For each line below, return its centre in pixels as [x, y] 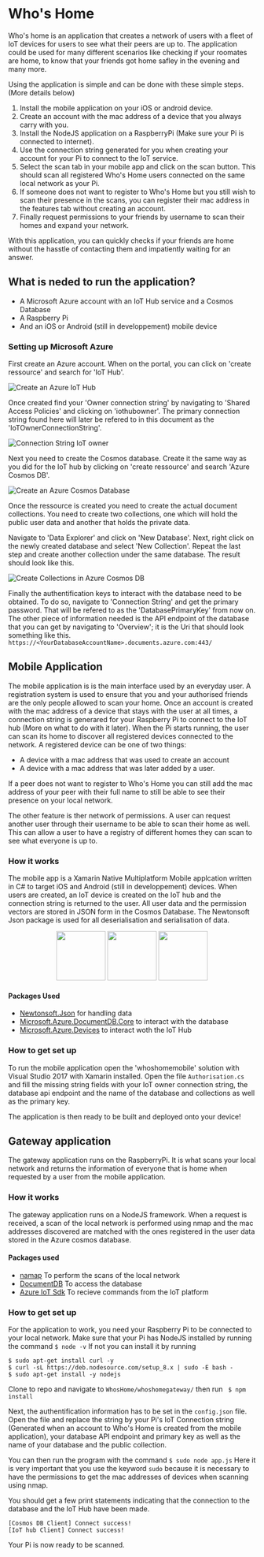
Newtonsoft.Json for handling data [75, 1013]
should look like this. [41, 563]
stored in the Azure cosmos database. [70, 1239]
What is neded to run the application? [102, 282]
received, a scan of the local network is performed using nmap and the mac [131, 1223]
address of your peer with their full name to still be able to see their [117, 792]
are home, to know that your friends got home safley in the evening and [124, 61]
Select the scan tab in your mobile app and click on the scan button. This [137, 166]
